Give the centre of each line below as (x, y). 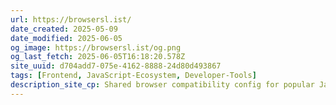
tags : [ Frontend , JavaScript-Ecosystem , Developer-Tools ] (133, 76)
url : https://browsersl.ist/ (71, 19)
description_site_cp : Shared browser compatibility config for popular (162, 85)
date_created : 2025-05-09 (64, 29)
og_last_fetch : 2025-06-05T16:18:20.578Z (98, 57)
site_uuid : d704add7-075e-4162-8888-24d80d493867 (116, 66)
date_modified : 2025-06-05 (66, 38)
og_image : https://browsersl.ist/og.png (96, 47)
